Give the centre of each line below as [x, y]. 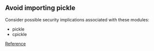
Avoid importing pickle [40, 8]
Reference [15, 44]
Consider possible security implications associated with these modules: [77, 19]
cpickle [19, 34]
